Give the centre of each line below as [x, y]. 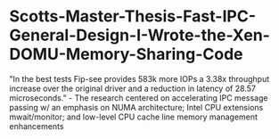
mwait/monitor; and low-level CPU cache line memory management [134, 117]
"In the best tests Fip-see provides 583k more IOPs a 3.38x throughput [139, 78]
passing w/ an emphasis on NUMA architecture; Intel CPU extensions [136, 107]
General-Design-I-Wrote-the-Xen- [139, 35]
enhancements [37, 126]
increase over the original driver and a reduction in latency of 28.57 [133, 88]
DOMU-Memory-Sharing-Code [126, 54]
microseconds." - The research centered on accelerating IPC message [139, 98]
